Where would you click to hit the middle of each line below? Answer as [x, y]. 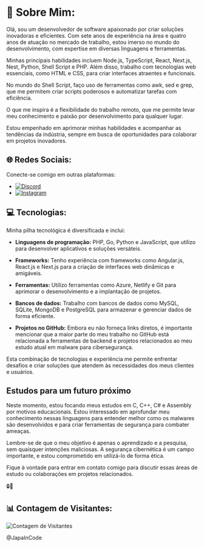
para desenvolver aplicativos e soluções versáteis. [78, 248]
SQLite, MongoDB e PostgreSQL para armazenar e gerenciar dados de [103, 310]
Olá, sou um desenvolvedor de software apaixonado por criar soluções [95, 29]
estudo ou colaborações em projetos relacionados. [70, 474]
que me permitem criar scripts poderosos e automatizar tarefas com [92, 91]
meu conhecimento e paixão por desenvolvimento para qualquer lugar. [95, 116]
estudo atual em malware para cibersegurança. [74, 347]
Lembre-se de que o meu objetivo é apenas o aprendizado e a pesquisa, [97, 443]
